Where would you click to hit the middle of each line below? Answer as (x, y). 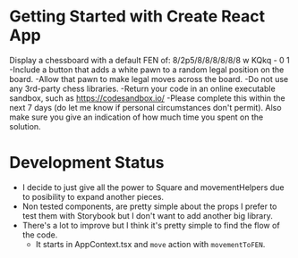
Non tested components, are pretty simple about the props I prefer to (149, 206)
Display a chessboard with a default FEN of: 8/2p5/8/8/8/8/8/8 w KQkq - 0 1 (149, 60)
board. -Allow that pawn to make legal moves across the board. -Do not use (149, 79)
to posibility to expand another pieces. (93, 196)
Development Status (87, 163)
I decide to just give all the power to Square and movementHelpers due (153, 187)
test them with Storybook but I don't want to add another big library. (147, 215)
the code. (40, 235)
